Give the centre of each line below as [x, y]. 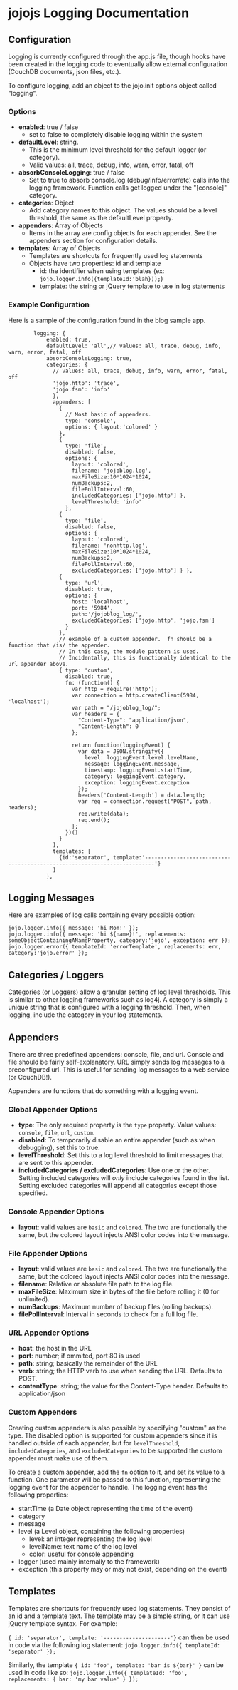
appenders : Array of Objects [61, 225]
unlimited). [34, 1299]
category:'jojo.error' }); [48, 953]
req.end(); [94, 820]
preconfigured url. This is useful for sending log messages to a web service [119, 1070]
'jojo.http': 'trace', [86, 383]
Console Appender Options [56, 1212]
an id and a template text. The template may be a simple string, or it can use [119, 1616]
